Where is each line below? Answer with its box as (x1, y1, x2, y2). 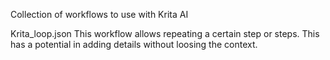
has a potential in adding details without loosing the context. (10, 39, 258, 50)
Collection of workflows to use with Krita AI (10, 9, 189, 20)
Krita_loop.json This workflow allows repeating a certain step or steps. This (10, 28, 320, 39)
